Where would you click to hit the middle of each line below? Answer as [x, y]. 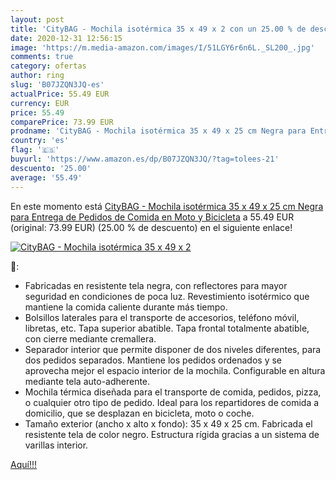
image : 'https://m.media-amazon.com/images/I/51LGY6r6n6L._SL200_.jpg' [162, 47]
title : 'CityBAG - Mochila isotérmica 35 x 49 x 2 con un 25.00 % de [158, 29]
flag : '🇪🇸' [35, 150]
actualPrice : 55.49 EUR [60, 94]
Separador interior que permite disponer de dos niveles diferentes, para [173, 349]
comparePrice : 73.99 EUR [62, 122]
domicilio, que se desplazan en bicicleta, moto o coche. [139, 413]
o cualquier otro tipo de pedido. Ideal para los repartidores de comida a [172, 402]
